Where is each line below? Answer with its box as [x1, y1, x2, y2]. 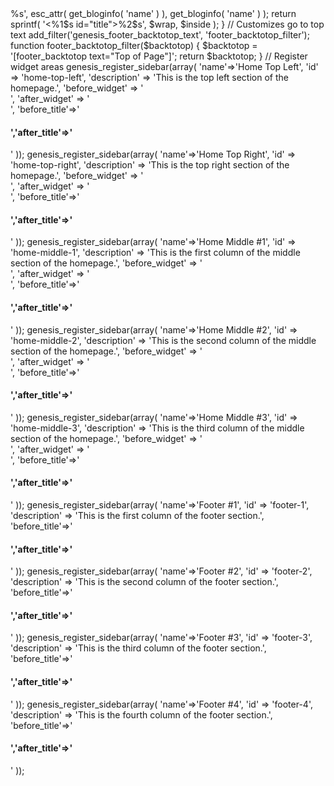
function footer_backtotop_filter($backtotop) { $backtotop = [10, 40, 258, 51]
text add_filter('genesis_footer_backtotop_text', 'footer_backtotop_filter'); [10, 29, 310, 41]
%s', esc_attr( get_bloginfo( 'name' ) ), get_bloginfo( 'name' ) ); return [10, 8, 297, 19]
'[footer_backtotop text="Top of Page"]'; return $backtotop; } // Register [10, 50, 308, 62]
